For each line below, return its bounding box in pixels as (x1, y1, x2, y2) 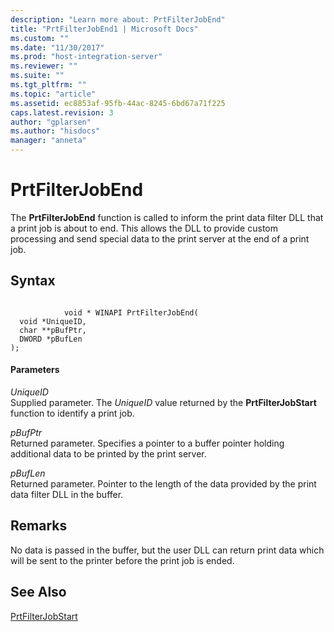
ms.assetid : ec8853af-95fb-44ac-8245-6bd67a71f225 (10, 98, 226, 108)
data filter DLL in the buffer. (10, 488, 124, 500)
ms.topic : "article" (10, 89, 97, 99)
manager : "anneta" (10, 136, 87, 146)
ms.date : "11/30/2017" (10, 42, 105, 53)
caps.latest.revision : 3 (10, 107, 114, 118)
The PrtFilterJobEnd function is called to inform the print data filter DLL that (10, 211, 324, 223)
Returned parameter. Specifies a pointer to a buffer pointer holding (10, 437, 285, 449)
